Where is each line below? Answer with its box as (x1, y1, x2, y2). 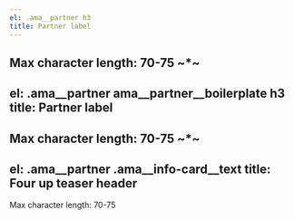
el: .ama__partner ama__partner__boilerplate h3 (9, 86, 286, 101)
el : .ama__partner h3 (9, 13, 92, 23)
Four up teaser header (9, 176, 138, 191)
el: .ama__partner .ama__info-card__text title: (9, 162, 271, 177)
